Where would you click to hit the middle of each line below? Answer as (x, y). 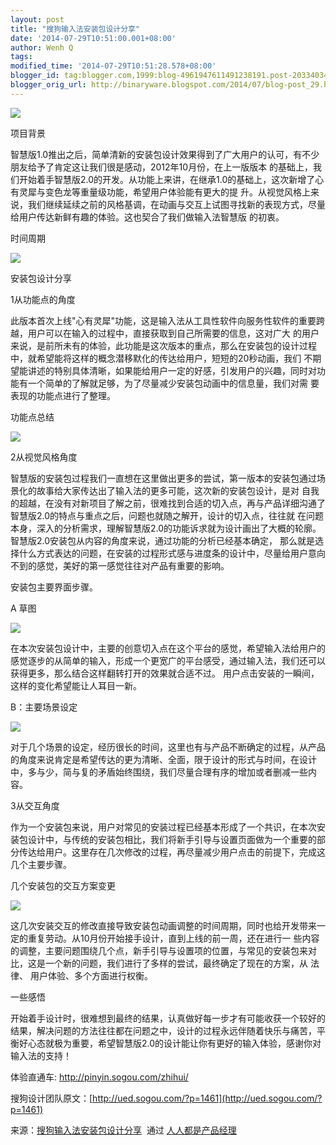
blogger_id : (35, 76)
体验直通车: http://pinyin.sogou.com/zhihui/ (99, 1077)
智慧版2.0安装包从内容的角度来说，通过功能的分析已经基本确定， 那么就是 (162, 540)
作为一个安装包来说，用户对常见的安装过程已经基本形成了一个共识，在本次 (163, 827)
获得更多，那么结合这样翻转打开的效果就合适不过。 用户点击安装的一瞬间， (165, 673)
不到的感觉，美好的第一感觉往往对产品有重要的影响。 (120, 565)
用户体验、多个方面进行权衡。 (91, 975)
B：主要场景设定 (44, 707)
